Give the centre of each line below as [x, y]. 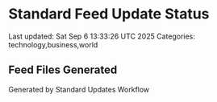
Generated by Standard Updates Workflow [79, 89]
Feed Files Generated [63, 70]
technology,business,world [53, 44]
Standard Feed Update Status [109, 14]
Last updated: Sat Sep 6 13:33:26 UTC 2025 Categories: [102, 36]
